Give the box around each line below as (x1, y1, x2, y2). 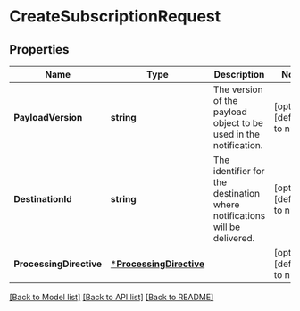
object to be (212, 117, 263, 129)
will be (212, 221, 241, 233)
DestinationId (13, 193, 73, 205)
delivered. (212, 232, 255, 244)
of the (212, 95, 238, 106)
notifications (212, 210, 266, 222)
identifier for (212, 165, 265, 177)
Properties (9, 42, 70, 57)
